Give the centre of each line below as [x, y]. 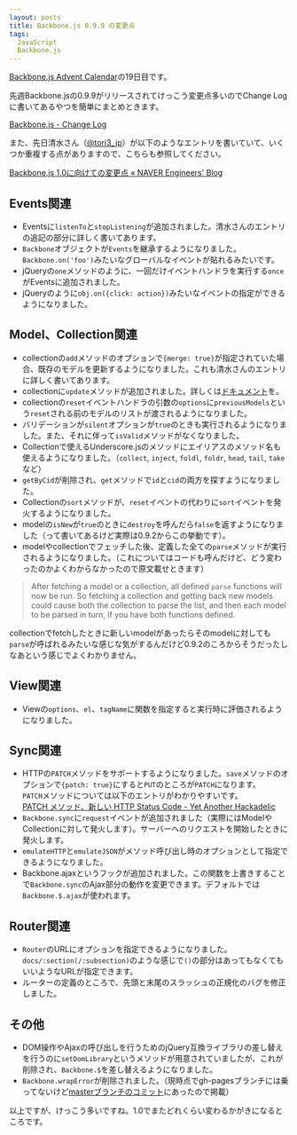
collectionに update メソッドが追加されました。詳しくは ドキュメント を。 [152, 390]
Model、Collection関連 [73, 335]
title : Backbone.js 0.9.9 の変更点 [72, 26]
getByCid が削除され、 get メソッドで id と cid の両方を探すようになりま [147, 479]
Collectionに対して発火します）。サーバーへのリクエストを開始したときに [155, 829]
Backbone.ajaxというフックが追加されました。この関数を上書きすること [154, 873]
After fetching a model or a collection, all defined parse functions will [156, 586]
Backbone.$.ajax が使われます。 [78, 895]
